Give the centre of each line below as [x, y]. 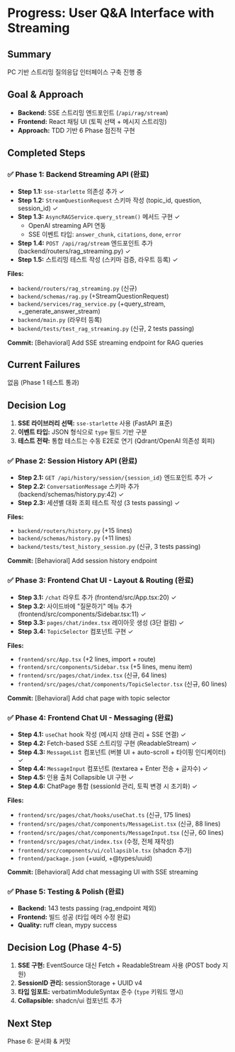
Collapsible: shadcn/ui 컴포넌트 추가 [70, 1001]
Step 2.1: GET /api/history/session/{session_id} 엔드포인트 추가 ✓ [115, 478]
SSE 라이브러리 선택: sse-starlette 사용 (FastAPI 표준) [95, 423]
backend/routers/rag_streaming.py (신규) [77, 288]
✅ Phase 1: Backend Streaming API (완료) [79, 175]
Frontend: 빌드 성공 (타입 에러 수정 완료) [74, 917]
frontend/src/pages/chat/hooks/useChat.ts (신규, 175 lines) [104, 815]
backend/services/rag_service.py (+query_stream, [92, 304]
